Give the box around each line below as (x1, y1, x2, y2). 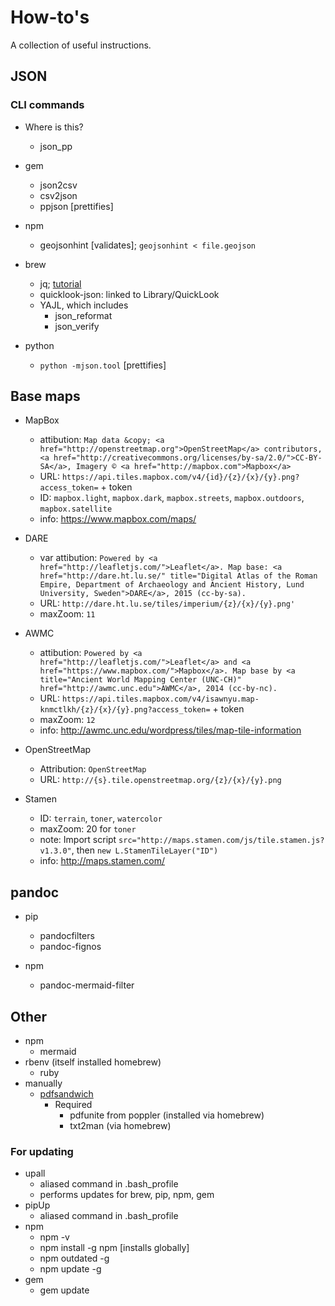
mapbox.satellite (39, 504, 113, 515)
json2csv (39, 179, 78, 191)
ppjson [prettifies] (39, 200, 114, 212)
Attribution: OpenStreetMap (39, 763, 147, 775)
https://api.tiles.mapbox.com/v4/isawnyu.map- (61, 694, 260, 705)
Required (54, 1099, 93, 1111)
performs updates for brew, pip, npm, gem (39, 1189, 215, 1201)
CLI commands (10, 98, 85, 112)
